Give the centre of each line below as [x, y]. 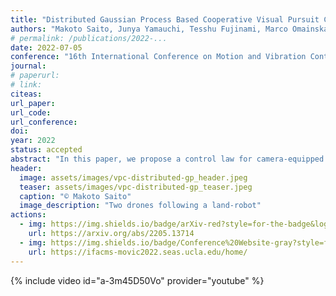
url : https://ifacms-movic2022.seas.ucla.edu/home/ [138, 252]
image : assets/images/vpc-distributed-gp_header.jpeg [133, 177]
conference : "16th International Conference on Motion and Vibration [158, 57]
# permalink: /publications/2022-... [89, 38]
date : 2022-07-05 [46, 47]
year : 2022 [33, 141]
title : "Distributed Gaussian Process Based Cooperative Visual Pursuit [165, 19]
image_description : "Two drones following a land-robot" [140, 206]
